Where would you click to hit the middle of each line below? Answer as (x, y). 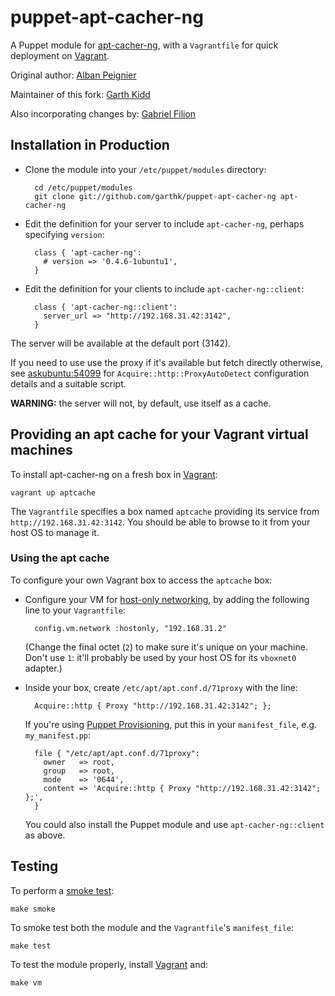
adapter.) (43, 668)
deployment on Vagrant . (60, 55)
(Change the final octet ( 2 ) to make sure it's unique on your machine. (166, 647)
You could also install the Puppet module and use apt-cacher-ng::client (174, 824)
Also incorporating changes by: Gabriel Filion (103, 113)
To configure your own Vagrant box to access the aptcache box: (141, 580)
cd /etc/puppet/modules (83, 187)
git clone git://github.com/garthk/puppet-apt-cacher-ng (155, 196)
